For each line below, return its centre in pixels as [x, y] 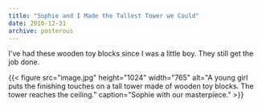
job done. [24, 62]
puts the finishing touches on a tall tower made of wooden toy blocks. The [131, 86]
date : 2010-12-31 [37, 23]
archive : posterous [41, 31]
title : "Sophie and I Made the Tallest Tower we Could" [104, 16]
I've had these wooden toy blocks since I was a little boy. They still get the [131, 54]
